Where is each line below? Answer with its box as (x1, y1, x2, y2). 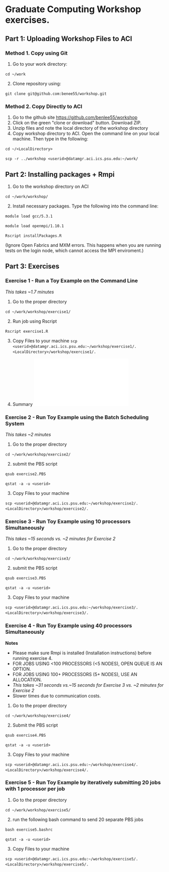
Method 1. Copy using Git (5, 49, 68, 57)
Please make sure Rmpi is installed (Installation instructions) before (12, 650, 152, 656)
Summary (12, 401, 33, 407)
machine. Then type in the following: (12, 136, 89, 142)
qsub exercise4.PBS (5, 733, 46, 738)
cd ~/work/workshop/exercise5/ (5, 807, 71, 812)
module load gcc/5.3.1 (5, 214, 53, 219)
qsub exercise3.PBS (5, 576, 46, 581)
